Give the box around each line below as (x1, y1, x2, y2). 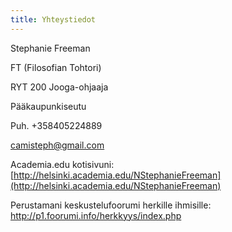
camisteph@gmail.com (10, 139, 105, 151)
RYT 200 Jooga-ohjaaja (10, 81, 109, 93)
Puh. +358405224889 (10, 119, 103, 131)
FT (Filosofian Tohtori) (10, 61, 102, 73)
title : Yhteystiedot (10, 14, 97, 25)
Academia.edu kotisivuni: (10, 158, 115, 170)
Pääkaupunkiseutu (10, 100, 87, 112)
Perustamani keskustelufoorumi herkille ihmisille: (10, 199, 212, 211)
